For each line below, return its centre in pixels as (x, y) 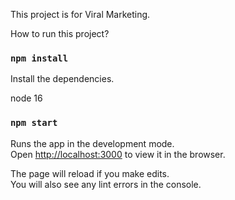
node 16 (26, 98)
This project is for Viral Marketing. (80, 14)
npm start (34, 123)
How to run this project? (60, 33)
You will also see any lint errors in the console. (106, 184)
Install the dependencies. (62, 79)
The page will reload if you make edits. (90, 173)
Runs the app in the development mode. (92, 143)
